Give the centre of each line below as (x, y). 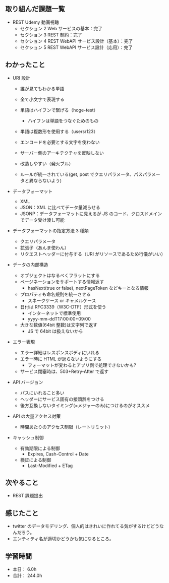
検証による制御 (36, 460)
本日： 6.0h (24, 569)
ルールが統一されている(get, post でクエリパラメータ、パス (81, 174)
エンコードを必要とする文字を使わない (60, 142)
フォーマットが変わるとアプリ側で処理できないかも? (82, 365)
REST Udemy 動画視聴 (36, 22)
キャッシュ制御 (28, 437)
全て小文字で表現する (42, 99)
